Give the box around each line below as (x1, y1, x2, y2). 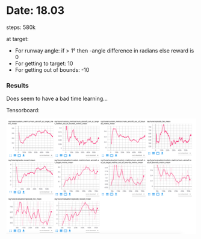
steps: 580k (6, 24, 36, 31)
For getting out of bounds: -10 (14, 66, 90, 73)
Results (6, 81, 29, 89)
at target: (6, 35, 29, 42)
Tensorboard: (6, 107, 40, 114)
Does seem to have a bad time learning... (6, 95, 108, 103)
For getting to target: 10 (14, 60, 73, 67)
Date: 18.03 (6, 4, 65, 18)
